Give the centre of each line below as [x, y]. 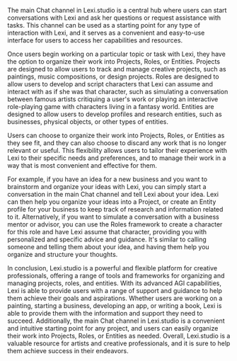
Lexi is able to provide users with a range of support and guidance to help [115, 291]
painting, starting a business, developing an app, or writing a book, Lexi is [115, 306]
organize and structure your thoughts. [63, 254]
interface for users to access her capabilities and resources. [95, 40]
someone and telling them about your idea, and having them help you [109, 247]
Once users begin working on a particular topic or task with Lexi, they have [117, 54]
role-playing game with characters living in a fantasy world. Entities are [111, 107]
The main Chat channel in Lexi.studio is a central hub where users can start [117, 10]
